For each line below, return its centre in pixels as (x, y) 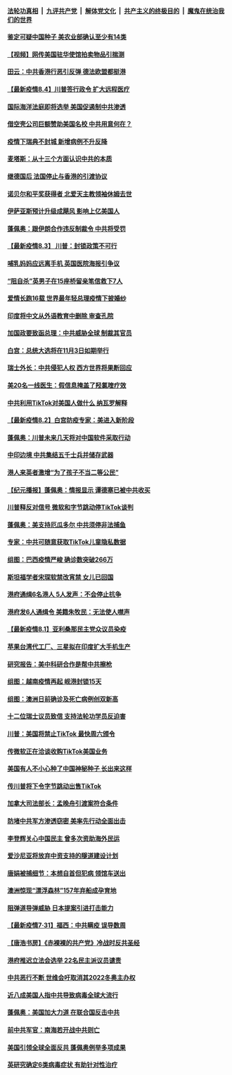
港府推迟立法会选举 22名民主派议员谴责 (64, 960)
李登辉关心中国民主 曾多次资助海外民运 (64, 838)
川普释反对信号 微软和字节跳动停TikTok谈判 (70, 508)
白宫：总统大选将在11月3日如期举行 (58, 350)
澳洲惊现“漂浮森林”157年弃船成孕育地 (62, 891)
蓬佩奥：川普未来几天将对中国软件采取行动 (69, 437)
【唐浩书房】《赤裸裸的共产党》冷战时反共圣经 (73, 943)
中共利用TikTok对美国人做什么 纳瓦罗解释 (67, 403)
